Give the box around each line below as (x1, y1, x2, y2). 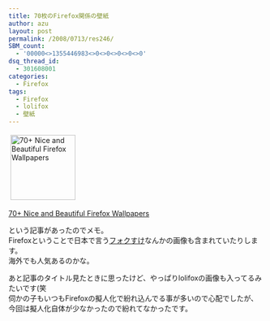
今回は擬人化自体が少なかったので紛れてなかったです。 (8, 304, 193, 313)
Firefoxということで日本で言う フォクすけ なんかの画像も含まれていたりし (8, 236, 251, 245)
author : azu (8, 20, 49, 28)
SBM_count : (8, 42, 45, 50)
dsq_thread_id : (8, 58, 60, 66)
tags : (8, 87, 27, 96)
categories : (8, 72, 49, 80)
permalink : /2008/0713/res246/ (8, 34, 114, 43)
